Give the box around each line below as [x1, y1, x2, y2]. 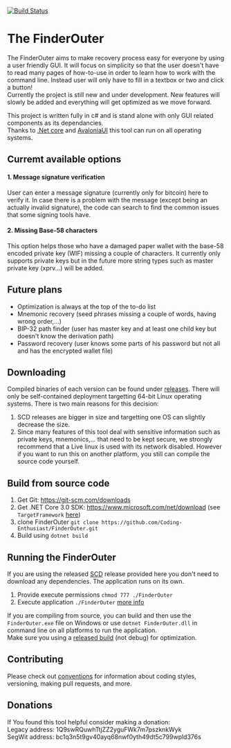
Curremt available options [7, 153, 122, 166]
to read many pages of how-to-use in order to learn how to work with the [7, 68, 216, 76]
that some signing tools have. [7, 210, 91, 218]
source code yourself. [17, 458, 80, 466]
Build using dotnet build [17, 531, 89, 540]
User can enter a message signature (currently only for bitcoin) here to [7, 188, 209, 197]
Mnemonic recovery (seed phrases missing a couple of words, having [17, 309, 216, 318]
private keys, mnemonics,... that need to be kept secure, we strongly [17, 435, 213, 444]
